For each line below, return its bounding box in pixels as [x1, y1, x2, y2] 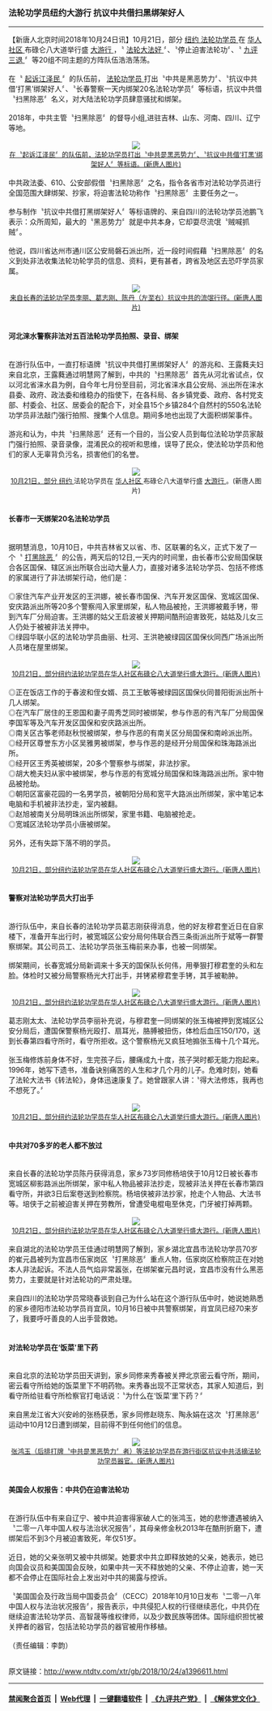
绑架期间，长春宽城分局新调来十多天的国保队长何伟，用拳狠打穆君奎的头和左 [8, 960, 264, 970]
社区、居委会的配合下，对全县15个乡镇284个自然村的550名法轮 [50, 400, 261, 409]
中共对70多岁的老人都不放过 [8, 1140, 103, 1150]
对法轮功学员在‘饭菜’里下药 [8, 1342, 99, 1352]
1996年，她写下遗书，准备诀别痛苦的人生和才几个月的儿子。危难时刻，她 [8, 1065, 252, 1074]
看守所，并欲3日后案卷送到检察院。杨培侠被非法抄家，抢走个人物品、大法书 [8, 1189, 261, 1199]
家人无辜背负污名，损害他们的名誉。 [22, 449, 143, 459]
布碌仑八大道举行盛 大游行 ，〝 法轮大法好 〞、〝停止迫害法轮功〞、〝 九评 [23, 45, 258, 54]
